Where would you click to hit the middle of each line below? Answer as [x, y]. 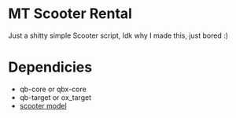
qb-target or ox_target [55, 97]
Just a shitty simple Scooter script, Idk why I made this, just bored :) [118, 35]
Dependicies [50, 67]
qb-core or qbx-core [53, 89]
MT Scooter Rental [70, 14]
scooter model [43, 105]
